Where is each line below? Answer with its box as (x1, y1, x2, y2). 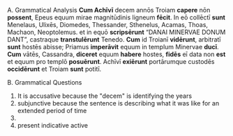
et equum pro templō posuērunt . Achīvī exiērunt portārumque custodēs (7, 58, 215, 65)
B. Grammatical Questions (7, 78, 82, 86)
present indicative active (17, 121, 89, 129)
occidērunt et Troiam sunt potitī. (7, 65, 102, 73)
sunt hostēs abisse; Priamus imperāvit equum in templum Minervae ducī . (7, 43, 219, 51)
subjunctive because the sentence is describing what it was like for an (17, 99, 220, 107)
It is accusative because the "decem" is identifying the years (17, 92, 193, 100)
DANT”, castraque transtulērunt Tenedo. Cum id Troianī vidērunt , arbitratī (7, 35, 221, 44)
